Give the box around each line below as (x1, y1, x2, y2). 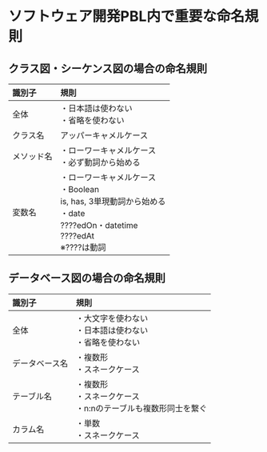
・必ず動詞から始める (60, 157, 141, 168)
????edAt (60, 230, 94, 241)
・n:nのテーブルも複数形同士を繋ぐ (75, 402, 208, 414)
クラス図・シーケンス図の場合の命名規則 (8, 62, 208, 75)
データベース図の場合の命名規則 (8, 271, 165, 285)
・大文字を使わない (75, 313, 149, 324)
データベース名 (12, 358, 69, 369)
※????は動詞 (60, 242, 106, 253)
